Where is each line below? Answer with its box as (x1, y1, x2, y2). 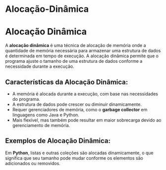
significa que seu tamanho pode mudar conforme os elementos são (5, 155, 144, 161)
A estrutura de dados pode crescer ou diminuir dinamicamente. (12, 101, 142, 107)
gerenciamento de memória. (12, 122, 70, 128)
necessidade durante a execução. (5, 63, 74, 70)
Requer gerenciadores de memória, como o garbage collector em (12, 106, 148, 112)
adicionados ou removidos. (5, 160, 60, 166)
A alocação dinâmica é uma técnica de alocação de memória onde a (5, 42, 146, 48)
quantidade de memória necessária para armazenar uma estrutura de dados (5, 48, 161, 54)
